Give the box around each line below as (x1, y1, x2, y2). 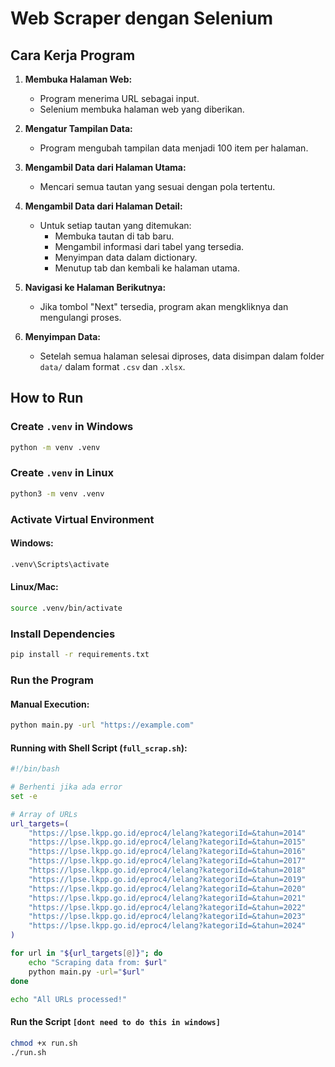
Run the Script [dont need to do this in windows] (10, 1016, 221, 1028)
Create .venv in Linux (10, 466, 115, 480)
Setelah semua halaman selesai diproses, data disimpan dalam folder (39, 350, 325, 362)
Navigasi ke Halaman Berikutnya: (24, 282, 167, 293)
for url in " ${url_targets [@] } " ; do (10, 948, 163, 959)
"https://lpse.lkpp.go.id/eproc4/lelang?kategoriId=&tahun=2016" (28, 847, 307, 857)
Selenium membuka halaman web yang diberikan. (39, 103, 245, 115)
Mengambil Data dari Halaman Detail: (24, 200, 183, 212)
